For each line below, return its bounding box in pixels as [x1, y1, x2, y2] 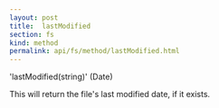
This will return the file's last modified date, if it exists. [9, 89, 211, 100]
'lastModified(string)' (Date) [9, 71, 113, 82]
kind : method [9, 38, 59, 48]
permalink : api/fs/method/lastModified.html [9, 47, 180, 56]
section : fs [9, 30, 54, 39]
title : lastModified [9, 22, 91, 31]
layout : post [9, 13, 59, 22]
